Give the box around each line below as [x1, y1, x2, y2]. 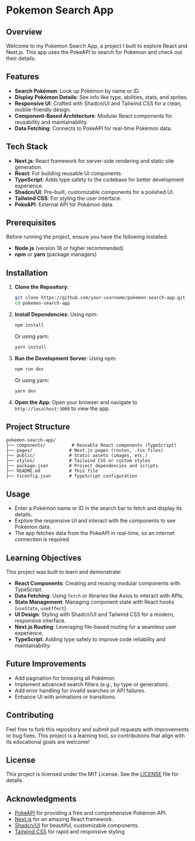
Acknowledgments [6, 794, 77, 803]
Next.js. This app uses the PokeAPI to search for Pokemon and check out [6, 49, 183, 56]
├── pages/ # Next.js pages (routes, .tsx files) [6, 448, 164, 454]
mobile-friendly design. [14, 106, 71, 113]
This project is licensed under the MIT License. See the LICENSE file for [6, 771, 179, 778]
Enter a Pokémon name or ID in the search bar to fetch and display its [14, 505, 182, 512]
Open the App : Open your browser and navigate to [14, 399, 138, 406]
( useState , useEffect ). [14, 604, 68, 611]
